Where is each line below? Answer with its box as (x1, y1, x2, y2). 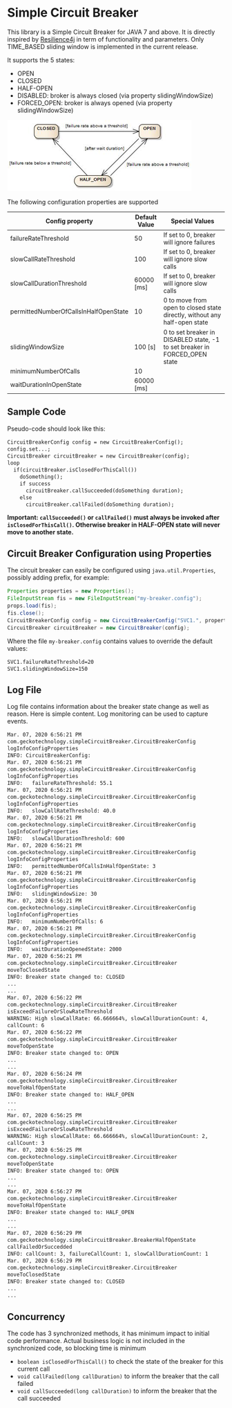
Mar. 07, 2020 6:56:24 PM (7, 1071, 81, 1078)
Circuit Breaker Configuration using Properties (7, 548, 212, 559)
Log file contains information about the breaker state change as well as (7, 703, 209, 711)
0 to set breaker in (163, 327, 215, 336)
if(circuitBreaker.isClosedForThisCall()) (13, 466, 137, 473)
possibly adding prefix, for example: (7, 573, 110, 582)
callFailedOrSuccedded (7, 1244, 72, 1251)
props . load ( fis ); (7, 602, 57, 610)
